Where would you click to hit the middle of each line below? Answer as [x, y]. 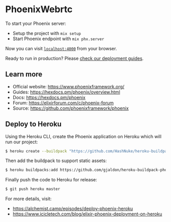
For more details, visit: [28, 199]
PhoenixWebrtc [39, 9]
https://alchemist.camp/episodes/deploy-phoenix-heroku [73, 209]
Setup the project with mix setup [47, 33]
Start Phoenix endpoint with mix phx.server [58, 39]
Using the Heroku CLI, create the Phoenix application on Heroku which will [83, 136]
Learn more [24, 74]
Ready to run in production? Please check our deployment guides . [75, 58]
